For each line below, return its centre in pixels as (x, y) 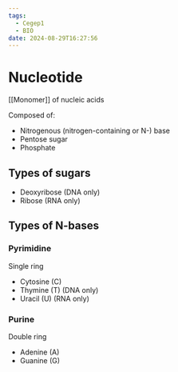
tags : (17, 16)
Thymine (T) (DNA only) (59, 290)
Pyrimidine (30, 249)
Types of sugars (49, 173)
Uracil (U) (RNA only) (54, 298)
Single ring (26, 266)
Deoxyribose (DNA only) (60, 192)
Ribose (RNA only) (50, 200)
